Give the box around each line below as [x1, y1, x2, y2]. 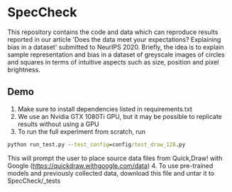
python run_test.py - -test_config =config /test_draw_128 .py [7, 141, 186, 148]
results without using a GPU [17, 120, 99, 128]
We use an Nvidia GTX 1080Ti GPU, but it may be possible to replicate [17, 112, 222, 120]
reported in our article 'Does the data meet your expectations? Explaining [7, 35, 221, 43]
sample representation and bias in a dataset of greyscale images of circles [7, 50, 225, 59]
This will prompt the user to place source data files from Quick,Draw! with [7, 154, 223, 162]
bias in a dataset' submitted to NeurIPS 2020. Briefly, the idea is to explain [7, 43, 225, 51]
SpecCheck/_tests [7, 176, 61, 185]
